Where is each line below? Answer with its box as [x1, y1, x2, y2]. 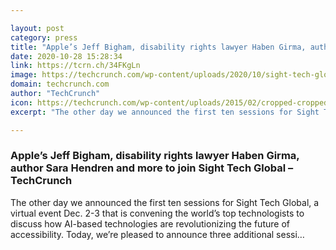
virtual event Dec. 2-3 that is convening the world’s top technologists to [10, 207, 305, 219]
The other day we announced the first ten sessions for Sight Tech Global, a [10, 196, 320, 208]
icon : [10, 97, 33, 108]
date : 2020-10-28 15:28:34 [10, 51, 123, 61]
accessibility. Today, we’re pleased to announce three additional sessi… [10, 228, 305, 240]
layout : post [10, 23, 65, 33]
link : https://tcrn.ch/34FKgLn [10, 61, 141, 71]
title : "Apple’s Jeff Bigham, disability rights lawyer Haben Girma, [10, 42, 307, 52]
